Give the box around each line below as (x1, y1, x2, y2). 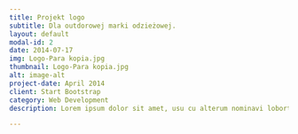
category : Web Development (9, 95, 109, 105)
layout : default (9, 29, 69, 38)
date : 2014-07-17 (9, 46, 74, 55)
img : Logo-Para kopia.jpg (9, 54, 105, 63)
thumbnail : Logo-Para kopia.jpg (9, 63, 129, 72)
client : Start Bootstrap (9, 87, 101, 96)
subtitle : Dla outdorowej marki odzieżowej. (9, 21, 176, 30)
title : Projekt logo (9, 12, 86, 22)
